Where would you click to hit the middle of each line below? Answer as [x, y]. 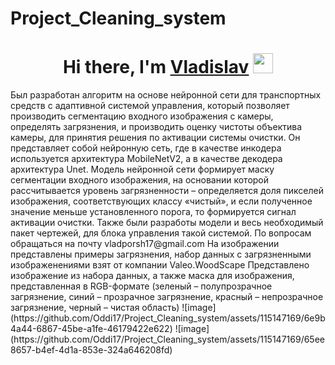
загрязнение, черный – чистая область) [95, 308]
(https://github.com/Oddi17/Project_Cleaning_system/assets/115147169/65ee [167, 339]
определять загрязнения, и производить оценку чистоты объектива [156, 127]
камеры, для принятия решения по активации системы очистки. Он [155, 138]
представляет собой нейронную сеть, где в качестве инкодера [146, 148]
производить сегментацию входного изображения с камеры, [142, 116]
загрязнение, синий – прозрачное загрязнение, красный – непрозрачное [167, 297]
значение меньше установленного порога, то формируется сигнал [153, 212]
